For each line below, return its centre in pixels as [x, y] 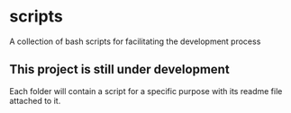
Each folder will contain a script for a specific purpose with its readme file [146, 91]
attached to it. [35, 100]
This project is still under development [119, 70]
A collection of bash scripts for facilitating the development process [135, 41]
